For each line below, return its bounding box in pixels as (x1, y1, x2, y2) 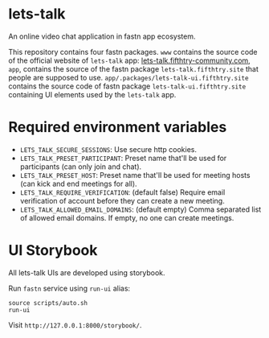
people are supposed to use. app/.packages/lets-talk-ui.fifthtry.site (8, 72, 249, 82)
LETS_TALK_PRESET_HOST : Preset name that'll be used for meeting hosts (19, 170, 251, 179)
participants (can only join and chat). (19, 162, 142, 171)
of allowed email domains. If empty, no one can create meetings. (19, 212, 234, 222)
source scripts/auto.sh (8, 299, 88, 307)
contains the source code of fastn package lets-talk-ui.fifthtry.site (8, 81, 247, 91)
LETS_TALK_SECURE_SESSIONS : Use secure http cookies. (19, 144, 198, 154)
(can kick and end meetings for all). (19, 179, 138, 188)
